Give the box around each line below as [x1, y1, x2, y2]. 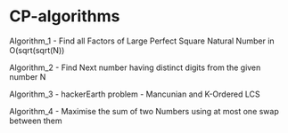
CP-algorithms [9, 6, 120, 27]
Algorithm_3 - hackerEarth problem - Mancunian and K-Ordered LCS [9, 89, 260, 99]
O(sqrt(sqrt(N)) [9, 44, 65, 55]
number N [9, 71, 46, 82]
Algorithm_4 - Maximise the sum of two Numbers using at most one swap [9, 106, 279, 116]
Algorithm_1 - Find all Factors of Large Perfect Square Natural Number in [9, 35, 275, 46]
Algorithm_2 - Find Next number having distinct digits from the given [9, 62, 261, 73]
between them [9, 115, 62, 126]
